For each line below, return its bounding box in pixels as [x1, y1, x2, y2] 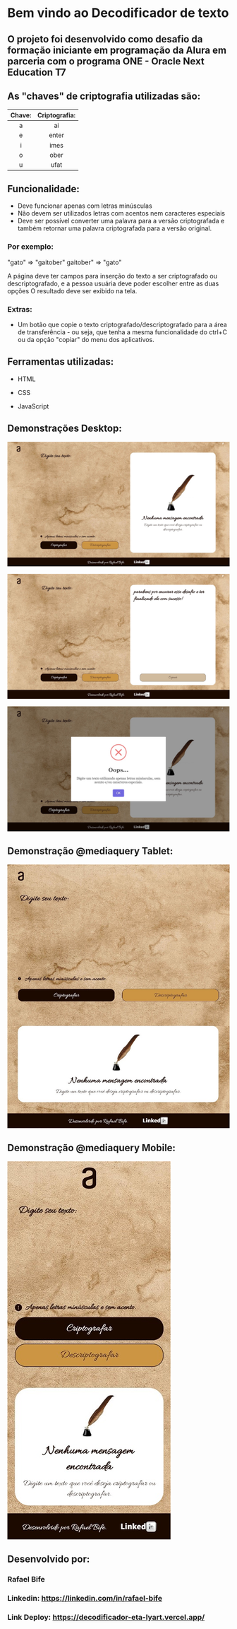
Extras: [7, 304, 33, 314]
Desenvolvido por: [7, 1553, 90, 1565]
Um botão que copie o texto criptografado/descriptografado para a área [17, 320, 227, 329]
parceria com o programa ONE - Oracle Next [7, 55, 205, 67]
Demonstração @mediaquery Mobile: [7, 1142, 176, 1154]
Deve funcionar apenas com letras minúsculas [17, 201, 153, 210]
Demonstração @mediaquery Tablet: [7, 845, 174, 857]
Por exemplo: [7, 242, 54, 252]
